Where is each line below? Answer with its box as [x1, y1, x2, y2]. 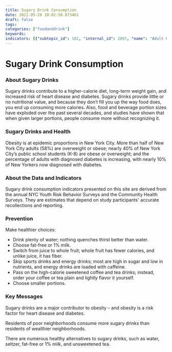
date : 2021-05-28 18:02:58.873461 [5, 12, 79, 17]
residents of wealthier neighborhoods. [5, 325, 86, 332]
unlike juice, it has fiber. [12, 253, 63, 259]
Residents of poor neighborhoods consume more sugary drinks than [5, 320, 150, 326]
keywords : [5, 31, 27, 36]
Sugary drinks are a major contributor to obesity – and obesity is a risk [5, 304, 154, 310]
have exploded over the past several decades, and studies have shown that [5, 110, 165, 116]
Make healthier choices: [5, 226, 56, 233]
